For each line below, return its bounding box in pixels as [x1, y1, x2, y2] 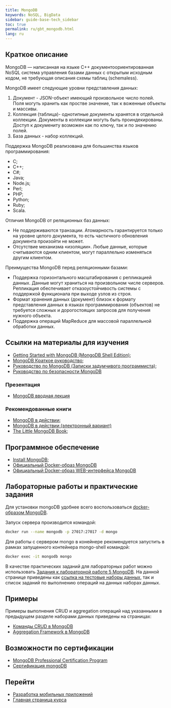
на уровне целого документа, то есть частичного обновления [12, 232, 148, 239]
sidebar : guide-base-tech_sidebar [5, 17, 79, 22]
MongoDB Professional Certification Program [12, 657, 108, 663]
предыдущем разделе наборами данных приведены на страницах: [5, 614, 152, 620]
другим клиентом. [12, 254, 53, 261]
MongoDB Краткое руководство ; [12, 357, 84, 363]
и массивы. [12, 106, 38, 112]
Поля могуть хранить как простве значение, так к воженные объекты [12, 100, 166, 106]
